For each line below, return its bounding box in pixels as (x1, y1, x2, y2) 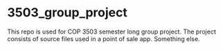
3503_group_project (7, 5, 128, 21)
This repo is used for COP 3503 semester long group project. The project (7, 27, 216, 36)
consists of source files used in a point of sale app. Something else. (7, 34, 200, 42)
